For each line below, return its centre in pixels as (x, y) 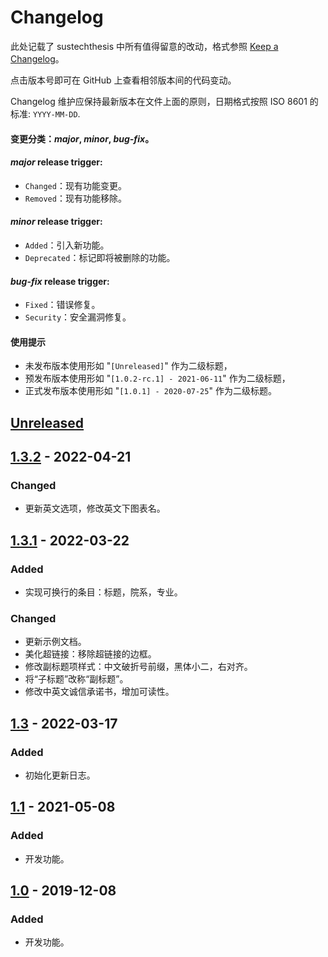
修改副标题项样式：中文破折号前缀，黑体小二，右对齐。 (138, 667)
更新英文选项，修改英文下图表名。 (95, 508)
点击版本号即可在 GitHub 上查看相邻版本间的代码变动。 (123, 80)
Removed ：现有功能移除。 (75, 198)
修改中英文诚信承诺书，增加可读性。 (99, 692)
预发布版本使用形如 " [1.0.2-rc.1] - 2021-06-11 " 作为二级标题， (157, 378)
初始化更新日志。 (60, 775)
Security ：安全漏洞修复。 (78, 317)
